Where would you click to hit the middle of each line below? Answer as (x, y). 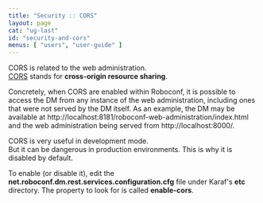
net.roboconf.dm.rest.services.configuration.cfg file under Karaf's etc (127, 182)
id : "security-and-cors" (49, 38)
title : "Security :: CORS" (53, 16)
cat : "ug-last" (33, 30)
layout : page (30, 23)
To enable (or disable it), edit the (62, 174)
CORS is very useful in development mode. (79, 141)
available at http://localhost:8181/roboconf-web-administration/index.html (128, 117)
